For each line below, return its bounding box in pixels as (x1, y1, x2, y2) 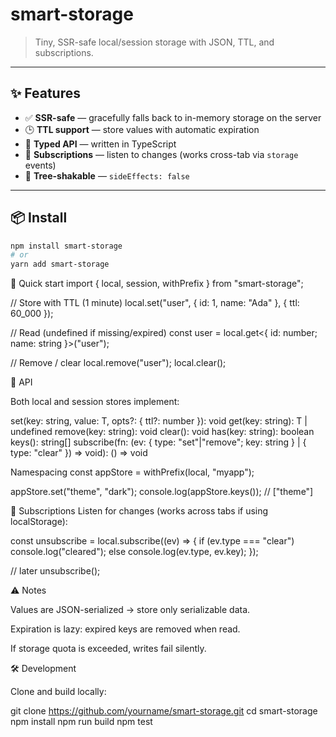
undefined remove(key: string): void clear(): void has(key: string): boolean (10, 426, 315, 438)
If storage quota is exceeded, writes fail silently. (10, 643, 207, 655)
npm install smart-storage (10, 241, 123, 251)
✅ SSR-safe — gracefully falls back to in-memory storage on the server (24, 111, 322, 123)
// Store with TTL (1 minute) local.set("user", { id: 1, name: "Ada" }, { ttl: (10, 297, 300, 309)
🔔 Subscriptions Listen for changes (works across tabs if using (10, 505, 269, 517)
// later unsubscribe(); (10, 565, 101, 577)
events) (24, 159, 57, 171)
